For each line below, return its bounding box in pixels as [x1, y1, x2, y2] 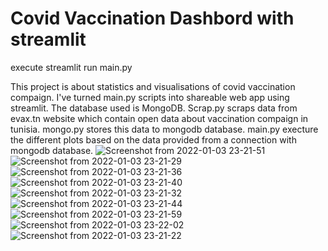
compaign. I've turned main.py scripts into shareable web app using [10, 91, 290, 103]
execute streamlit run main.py [10, 61, 133, 73]
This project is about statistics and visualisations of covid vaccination [10, 80, 296, 92]
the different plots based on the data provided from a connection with [10, 133, 297, 146]
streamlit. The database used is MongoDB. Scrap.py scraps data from [10, 102, 298, 114]
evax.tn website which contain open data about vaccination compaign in [10, 112, 309, 124]
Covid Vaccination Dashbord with [10, 7, 295, 30]
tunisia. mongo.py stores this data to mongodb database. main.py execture [10, 123, 319, 135]
